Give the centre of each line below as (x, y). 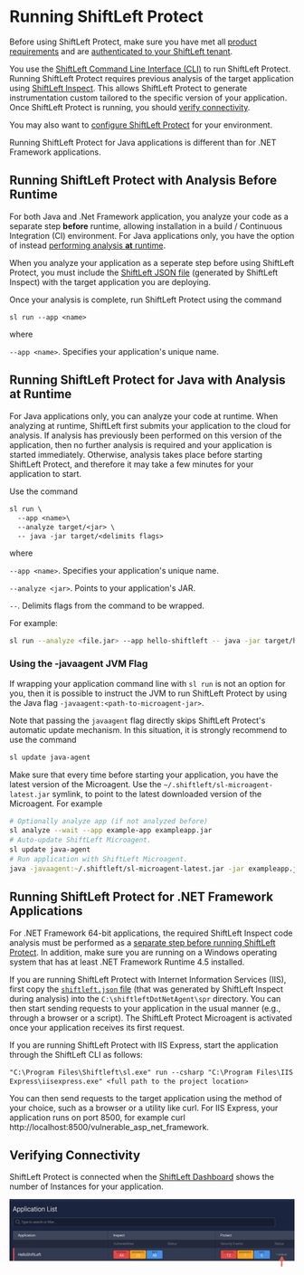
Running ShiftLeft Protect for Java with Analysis (147, 381)
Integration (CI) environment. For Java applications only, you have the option (152, 235)
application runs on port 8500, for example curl (97, 1117)
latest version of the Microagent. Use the (85, 784)
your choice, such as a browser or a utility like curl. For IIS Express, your (144, 1108)
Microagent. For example (56, 804)
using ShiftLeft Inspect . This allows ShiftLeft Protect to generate (128, 88)
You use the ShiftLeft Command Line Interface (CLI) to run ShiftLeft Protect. (150, 69)
